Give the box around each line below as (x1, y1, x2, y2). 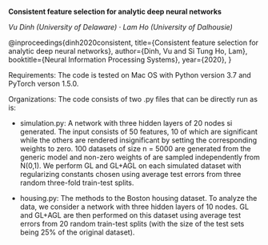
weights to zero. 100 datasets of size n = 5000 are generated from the (19, 144, 251, 153)
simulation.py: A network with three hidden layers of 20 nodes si (19, 118, 233, 127)
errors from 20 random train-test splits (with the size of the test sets (19, 219, 245, 228)
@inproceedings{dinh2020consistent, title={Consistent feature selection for (8, 38, 258, 47)
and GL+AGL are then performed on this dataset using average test (19, 211, 242, 219)
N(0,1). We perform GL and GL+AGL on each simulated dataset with (19, 161, 242, 171)
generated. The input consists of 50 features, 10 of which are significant (19, 127, 258, 136)
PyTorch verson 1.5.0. (8, 79, 79, 88)
